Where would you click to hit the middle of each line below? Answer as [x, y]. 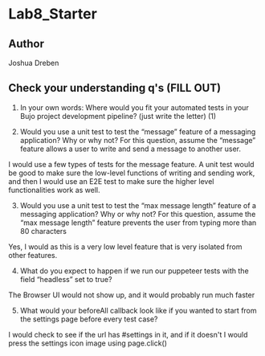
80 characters [43, 231]
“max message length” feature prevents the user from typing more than [138, 223]
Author [26, 44]
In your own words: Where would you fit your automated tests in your [134, 107]
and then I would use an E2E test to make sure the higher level [111, 181]
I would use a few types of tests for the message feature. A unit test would [131, 164]
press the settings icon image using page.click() [88, 343]
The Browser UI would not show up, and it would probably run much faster [132, 295]
